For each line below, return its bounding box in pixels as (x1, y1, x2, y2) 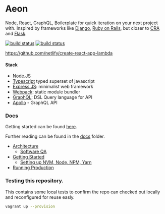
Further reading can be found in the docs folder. (5, 133, 105, 139)
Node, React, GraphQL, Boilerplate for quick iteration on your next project (5, 20, 158, 26)
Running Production (12, 165, 54, 171)
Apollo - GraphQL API (12, 99, 58, 106)
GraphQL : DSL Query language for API (12, 94, 92, 100)
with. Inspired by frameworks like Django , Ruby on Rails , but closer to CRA (5, 25, 160, 31)
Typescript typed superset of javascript (12, 78, 95, 84)
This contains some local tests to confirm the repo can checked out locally (5, 189, 160, 195)
